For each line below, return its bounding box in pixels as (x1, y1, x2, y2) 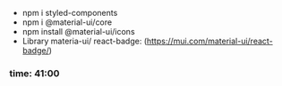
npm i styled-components (21, 8, 118, 18)
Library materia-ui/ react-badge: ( (21, 35, 148, 46)
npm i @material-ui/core (21, 17, 113, 27)
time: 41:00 (9, 66, 60, 79)
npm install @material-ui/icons (21, 27, 136, 36)
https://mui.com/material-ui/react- (146, 35, 273, 46)
